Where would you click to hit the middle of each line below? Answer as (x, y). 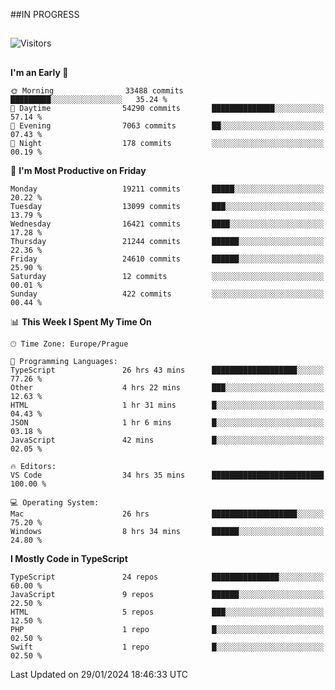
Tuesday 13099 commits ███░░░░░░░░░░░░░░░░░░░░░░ (167, 206)
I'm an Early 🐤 (39, 72)
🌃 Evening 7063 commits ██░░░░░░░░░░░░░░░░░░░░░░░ (167, 125)
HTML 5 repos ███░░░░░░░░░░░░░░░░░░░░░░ (167, 612)
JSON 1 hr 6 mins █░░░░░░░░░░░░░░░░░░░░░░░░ (167, 422)
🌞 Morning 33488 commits (97, 90)
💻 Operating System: (55, 502)
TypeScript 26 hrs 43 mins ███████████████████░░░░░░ (167, 370)
